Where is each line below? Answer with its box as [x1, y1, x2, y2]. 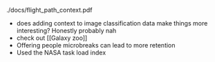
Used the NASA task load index [16, 48, 106, 56]
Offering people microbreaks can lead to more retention [16, 41, 176, 49]
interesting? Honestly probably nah [16, 27, 117, 34]
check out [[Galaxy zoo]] [16, 34, 88, 42]
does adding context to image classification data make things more [16, 19, 208, 27]
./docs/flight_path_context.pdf [6, 6, 93, 14]
